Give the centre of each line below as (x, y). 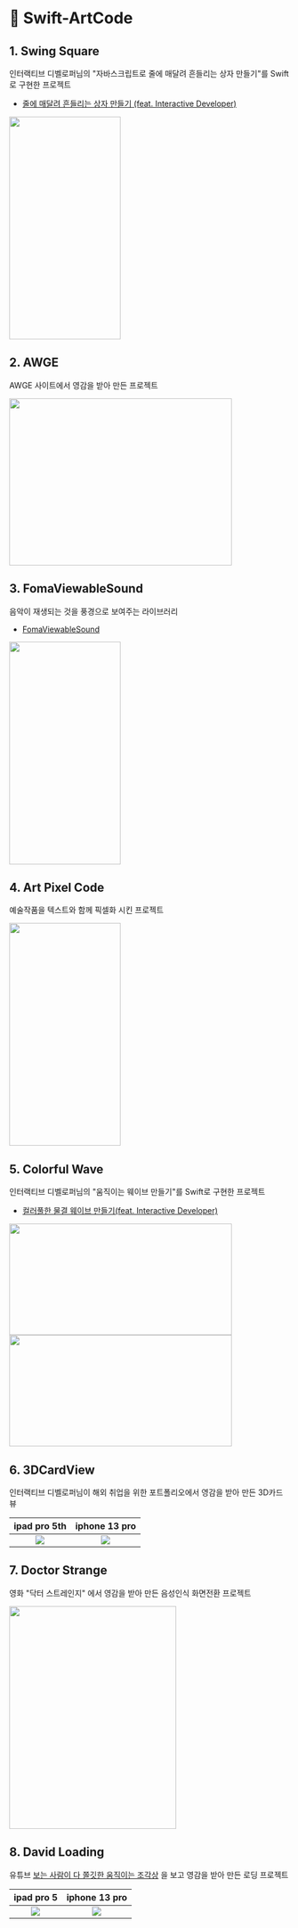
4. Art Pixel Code (57, 888)
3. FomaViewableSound (77, 588)
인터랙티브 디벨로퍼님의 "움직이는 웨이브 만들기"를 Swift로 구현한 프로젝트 (137, 1192)
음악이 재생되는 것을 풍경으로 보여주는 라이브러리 (94, 611)
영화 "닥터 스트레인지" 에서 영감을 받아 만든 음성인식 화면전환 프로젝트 (130, 1593)
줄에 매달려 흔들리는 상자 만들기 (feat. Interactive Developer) (129, 103)
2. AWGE (34, 363)
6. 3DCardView (52, 1470)
